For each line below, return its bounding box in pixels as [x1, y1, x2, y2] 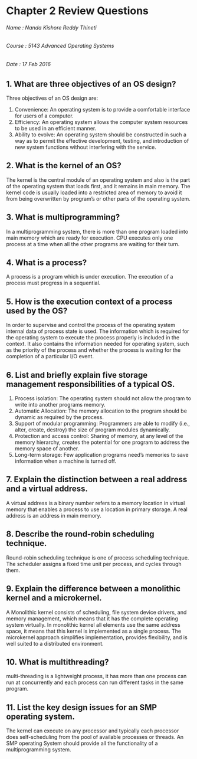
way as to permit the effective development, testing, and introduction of [14, 138, 189, 145]
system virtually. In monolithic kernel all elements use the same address [6, 621, 181, 628]
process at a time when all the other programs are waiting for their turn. [6, 240, 180, 247]
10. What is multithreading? [6, 657, 109, 667]
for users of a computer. [14, 112, 74, 119]
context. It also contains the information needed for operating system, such [6, 341, 189, 348]
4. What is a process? [6, 258, 87, 268]
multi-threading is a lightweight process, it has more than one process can [6, 673, 187, 680]
